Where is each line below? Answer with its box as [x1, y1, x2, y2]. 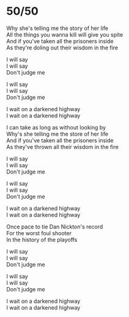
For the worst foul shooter [6, 229, 72, 236]
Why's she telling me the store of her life [6, 130, 109, 137]
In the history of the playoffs [6, 236, 78, 243]
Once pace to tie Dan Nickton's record [6, 223, 103, 230]
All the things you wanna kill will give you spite [6, 31, 123, 38]
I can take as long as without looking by [6, 123, 106, 131]
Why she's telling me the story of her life [6, 24, 109, 32]
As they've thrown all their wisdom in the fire [6, 143, 119, 150]
